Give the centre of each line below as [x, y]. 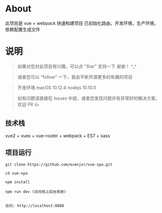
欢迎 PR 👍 [28, 104]
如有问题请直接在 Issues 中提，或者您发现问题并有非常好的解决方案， [89, 98]
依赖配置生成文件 [23, 29]
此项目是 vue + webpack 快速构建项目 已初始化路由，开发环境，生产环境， [82, 23]
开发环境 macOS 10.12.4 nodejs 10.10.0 [57, 87]
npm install [17, 182]
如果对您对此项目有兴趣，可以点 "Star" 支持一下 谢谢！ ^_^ [77, 66]
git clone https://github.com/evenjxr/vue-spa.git [59, 164]
